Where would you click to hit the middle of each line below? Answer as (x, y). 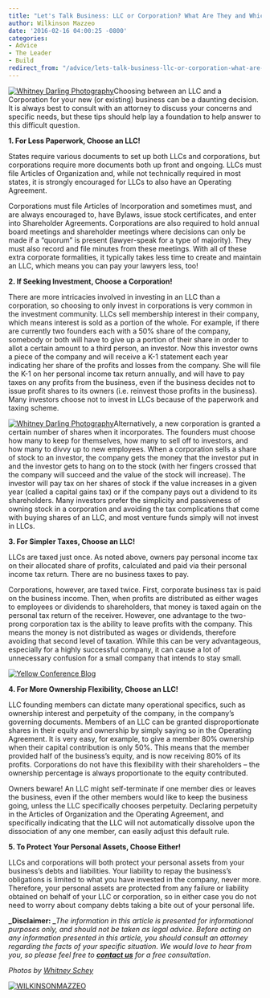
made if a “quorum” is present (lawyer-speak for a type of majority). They (130, 240)
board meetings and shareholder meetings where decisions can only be (127, 231)
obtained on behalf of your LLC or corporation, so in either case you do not (133, 896)
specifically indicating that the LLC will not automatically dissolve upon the (132, 822)
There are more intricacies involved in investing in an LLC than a (115, 297)
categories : (28, 38)
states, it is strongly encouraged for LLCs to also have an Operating (120, 182)
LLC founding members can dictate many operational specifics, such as (127, 705)
